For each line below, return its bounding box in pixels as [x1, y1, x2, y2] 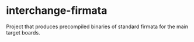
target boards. [6, 29, 40, 36]
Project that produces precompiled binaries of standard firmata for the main [6, 23, 189, 30]
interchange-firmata [6, 4, 108, 17]
